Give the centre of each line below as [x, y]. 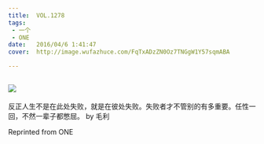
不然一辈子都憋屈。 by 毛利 [66, 116]
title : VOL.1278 [37, 15]
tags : [17, 23]
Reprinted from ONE [41, 131]
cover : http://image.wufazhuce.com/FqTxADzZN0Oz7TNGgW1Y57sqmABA [119, 52]
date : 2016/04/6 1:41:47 [52, 45]
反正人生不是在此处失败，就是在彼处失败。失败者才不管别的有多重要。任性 [128, 106]
